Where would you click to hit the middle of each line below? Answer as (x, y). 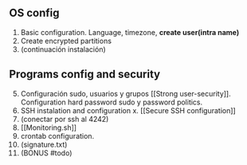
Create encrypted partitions (66, 41)
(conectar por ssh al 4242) (65, 119)
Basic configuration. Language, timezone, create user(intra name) (130, 32)
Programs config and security (85, 75)
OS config (34, 13)
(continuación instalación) (63, 49)
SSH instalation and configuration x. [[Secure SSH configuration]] (128, 110)
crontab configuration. (57, 136)
